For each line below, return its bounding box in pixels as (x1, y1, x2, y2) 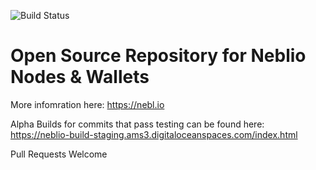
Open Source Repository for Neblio (10, 45, 307, 67)
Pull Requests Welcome (10, 148, 108, 160)
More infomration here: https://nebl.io (10, 98, 165, 110)
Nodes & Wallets (10, 66, 150, 89)
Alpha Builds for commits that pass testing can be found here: (10, 118, 265, 130)
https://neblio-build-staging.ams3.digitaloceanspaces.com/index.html (10, 128, 298, 140)
